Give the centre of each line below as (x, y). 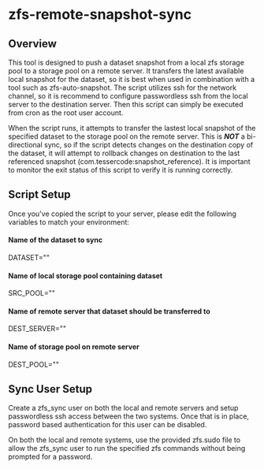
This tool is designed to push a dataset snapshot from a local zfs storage (126, 62)
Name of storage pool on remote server (74, 347)
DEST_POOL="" (34, 364)
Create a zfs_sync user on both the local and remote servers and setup (123, 408)
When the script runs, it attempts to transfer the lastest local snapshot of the (132, 128)
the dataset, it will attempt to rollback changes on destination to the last (124, 153)
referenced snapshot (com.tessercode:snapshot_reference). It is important (129, 162)
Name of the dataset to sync (56, 240)
